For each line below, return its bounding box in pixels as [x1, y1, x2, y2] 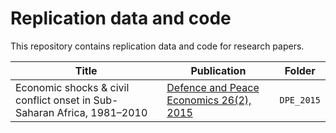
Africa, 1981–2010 [56, 105, 148, 119]
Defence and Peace [166, 80, 260, 94]
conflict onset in [15, 93, 92, 107]
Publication [190, 63, 247, 77]
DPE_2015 [279, 94, 321, 106]
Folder [284, 63, 316, 77]
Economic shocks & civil [15, 80, 130, 94]
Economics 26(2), [166, 93, 252, 107]
